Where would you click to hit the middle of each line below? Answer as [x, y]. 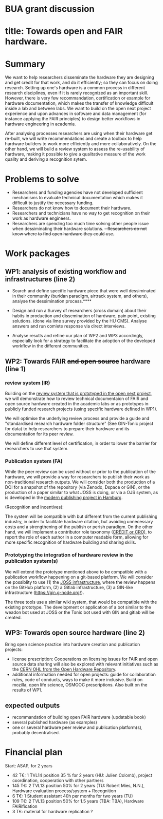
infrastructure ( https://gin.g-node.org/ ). [45, 592]
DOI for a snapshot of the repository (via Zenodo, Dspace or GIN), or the [77, 487]
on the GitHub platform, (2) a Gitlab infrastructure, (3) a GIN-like [69, 587]
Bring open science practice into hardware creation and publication [72, 645]
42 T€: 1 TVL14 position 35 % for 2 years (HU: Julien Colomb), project [82, 775]
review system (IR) [27, 382]
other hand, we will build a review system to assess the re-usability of [75, 149]
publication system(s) [32, 561]
